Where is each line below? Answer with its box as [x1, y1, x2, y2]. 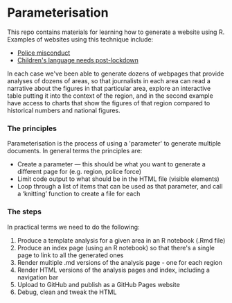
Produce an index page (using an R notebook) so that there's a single [17, 243, 215, 252]
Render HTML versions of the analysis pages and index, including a [17, 266, 210, 274]
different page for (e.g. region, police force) [17, 168, 142, 176]
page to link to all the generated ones [17, 251, 124, 259]
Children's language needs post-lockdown [17, 55, 139, 64]
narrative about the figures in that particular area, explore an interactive [7, 84, 211, 92]
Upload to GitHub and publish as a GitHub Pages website [17, 280, 180, 288]
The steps [7, 207, 42, 216]
